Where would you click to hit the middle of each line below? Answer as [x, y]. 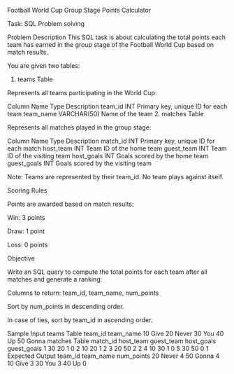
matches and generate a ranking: [55, 279]
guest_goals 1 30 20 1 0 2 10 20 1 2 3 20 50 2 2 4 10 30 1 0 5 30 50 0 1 [108, 348]
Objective [21, 258]
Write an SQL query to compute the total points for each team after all [108, 272]
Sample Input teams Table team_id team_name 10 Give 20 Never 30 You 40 [116, 333]
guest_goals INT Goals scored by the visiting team [80, 163]
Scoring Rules [27, 191]
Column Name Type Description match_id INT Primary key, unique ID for [111, 141]
